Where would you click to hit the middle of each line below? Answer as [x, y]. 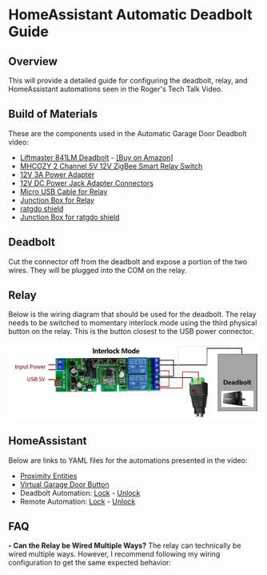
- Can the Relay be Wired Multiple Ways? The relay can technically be [125, 545]
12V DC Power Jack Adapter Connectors [87, 183]
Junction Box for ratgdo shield [70, 217]
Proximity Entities [48, 476]
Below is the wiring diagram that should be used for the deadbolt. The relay [132, 315]
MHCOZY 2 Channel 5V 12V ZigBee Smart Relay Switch [111, 166]
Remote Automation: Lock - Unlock [78, 501]
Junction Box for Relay [57, 200]
